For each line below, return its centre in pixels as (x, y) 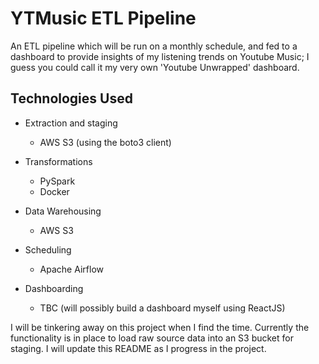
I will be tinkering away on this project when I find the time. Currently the (160, 327)
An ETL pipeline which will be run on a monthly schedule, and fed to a (154, 46)
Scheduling (48, 249)
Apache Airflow (71, 269)
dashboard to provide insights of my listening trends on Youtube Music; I (160, 56)
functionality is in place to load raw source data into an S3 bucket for (152, 338)
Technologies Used (71, 98)
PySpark (57, 181)
